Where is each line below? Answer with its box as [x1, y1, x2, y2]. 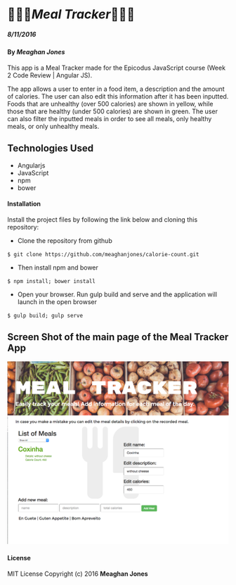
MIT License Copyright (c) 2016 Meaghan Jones [7, 570, 149, 578]
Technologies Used [7, 142, 93, 154]
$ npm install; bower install [7, 277, 96, 284]
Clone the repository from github [17, 236, 112, 245]
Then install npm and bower [17, 263, 98, 272]
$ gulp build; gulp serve [7, 312, 83, 319]
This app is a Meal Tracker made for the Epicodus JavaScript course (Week [7, 63, 226, 72]
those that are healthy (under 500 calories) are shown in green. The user [7, 107, 218, 115]
